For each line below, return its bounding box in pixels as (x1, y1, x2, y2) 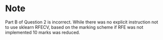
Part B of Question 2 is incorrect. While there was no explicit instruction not (5, 19, 159, 25)
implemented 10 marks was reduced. (5, 29, 81, 35)
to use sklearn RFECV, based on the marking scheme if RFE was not (5, 24, 143, 30)
